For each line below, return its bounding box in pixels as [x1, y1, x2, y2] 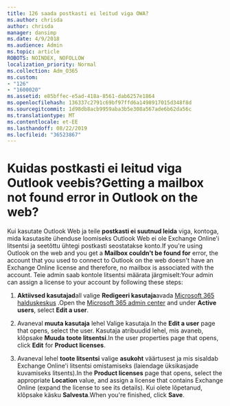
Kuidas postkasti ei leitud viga [7, 160, 182, 176]
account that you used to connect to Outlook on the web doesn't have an [7, 256, 214, 265]
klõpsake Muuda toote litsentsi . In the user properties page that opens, [16, 334, 218, 342]
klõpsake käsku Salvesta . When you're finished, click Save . [16, 391, 185, 399]
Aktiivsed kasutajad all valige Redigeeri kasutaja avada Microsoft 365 [16, 291, 215, 300]
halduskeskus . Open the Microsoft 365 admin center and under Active [16, 299, 217, 307]
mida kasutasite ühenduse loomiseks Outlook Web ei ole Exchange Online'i [7, 235, 220, 243]
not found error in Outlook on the [7, 190, 198, 206]
